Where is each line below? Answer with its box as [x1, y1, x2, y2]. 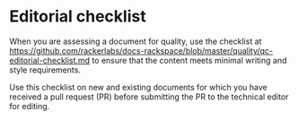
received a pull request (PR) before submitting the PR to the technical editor [9, 91, 289, 102]
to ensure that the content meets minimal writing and [92, 55, 287, 65]
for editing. [9, 100, 50, 111]
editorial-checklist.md [9, 55, 91, 65]
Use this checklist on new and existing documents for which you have [9, 81, 267, 92]
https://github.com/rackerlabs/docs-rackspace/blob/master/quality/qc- [9, 45, 274, 56]
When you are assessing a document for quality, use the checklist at [9, 36, 262, 47]
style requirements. [9, 64, 81, 75]
